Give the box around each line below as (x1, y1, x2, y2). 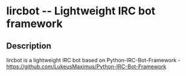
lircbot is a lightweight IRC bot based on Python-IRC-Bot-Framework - (6, 57, 181, 63)
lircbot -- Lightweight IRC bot (6, 4, 156, 18)
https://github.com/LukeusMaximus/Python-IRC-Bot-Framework (6, 63, 167, 70)
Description (6, 41, 51, 51)
